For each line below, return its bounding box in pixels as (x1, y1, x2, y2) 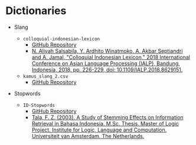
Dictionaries (5, 4, 67, 18)
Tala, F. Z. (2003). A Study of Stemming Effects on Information (31, 113, 184, 121)
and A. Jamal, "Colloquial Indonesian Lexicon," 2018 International (31, 53, 190, 60)
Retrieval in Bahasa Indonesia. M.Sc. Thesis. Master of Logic (31, 120, 179, 127)
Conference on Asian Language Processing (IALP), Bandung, (31, 60, 181, 67)
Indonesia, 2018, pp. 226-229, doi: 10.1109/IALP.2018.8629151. (31, 66, 183, 73)
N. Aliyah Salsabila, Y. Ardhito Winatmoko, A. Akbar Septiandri (31, 47, 183, 54)
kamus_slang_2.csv (22, 73, 68, 79)
